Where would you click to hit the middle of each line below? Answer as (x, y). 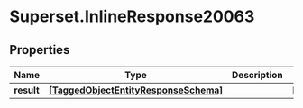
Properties (40, 50)
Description (257, 75)
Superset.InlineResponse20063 (132, 17)
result (27, 90)
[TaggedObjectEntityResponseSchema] (136, 90)
